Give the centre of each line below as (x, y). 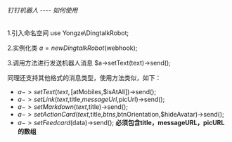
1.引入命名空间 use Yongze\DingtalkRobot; (68, 33)
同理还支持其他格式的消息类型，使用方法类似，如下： (84, 78)
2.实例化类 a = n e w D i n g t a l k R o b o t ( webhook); (72, 48)
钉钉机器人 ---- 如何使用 (43, 10)
